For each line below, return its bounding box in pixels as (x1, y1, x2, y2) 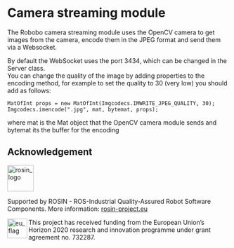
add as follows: (7, 86, 51, 95)
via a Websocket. (7, 43, 58, 51)
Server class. (7, 64, 46, 72)
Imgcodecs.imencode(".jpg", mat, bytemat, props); (7, 106, 159, 113)
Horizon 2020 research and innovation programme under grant (28, 226, 211, 234)
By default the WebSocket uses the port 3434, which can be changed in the (7, 56, 227, 64)
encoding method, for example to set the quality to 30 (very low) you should (7, 78, 228, 87)
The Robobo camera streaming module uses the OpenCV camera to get (7, 28, 215, 36)
